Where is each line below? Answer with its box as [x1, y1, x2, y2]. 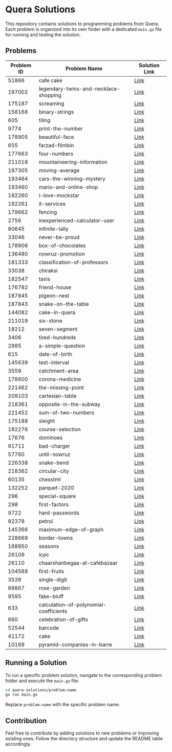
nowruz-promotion [38, 250, 85, 258]
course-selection [38, 426, 81, 433]
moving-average [38, 167, 80, 174]
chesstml [38, 475, 61, 483]
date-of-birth [38, 351, 73, 358]
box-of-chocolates [38, 242, 86, 249]
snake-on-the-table [38, 300, 89, 307]
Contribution [5, 716, 47, 725]
